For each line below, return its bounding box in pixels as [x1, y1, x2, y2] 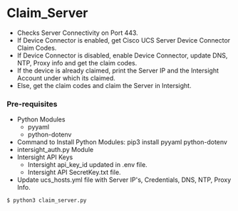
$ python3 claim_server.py [6, 197, 87, 204]
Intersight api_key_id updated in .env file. [27, 161, 148, 169]
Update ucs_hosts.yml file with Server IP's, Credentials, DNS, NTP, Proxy [16, 175, 232, 184]
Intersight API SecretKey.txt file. [27, 168, 122, 177]
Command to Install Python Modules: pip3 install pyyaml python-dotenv [16, 138, 227, 146]
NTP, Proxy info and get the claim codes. [16, 58, 138, 67]
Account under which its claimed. [16, 73, 115, 82]
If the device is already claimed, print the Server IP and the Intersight [16, 66, 219, 75]
